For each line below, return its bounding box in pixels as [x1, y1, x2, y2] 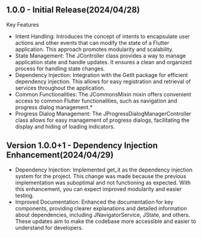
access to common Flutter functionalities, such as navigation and [15, 97, 177, 104]
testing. [15, 192, 34, 199]
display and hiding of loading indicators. [15, 122, 115, 130]
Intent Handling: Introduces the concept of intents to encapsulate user [15, 33, 191, 40]
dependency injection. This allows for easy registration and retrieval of [15, 78, 191, 85]
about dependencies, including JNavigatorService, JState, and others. [15, 211, 191, 218]
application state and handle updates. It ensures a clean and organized [15, 58, 192, 65]
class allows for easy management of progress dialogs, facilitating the [15, 116, 190, 124]
